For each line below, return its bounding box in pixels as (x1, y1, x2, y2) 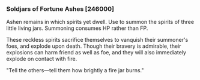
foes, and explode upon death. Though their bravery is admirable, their (6, 42, 181, 50)
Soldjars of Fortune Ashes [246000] (6, 5, 114, 13)
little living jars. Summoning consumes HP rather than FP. (6, 24, 148, 32)
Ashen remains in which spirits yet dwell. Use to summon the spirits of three (6, 19, 194, 26)
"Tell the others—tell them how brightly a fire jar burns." (6, 67, 144, 74)
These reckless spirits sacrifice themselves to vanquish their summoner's (6, 36, 189, 44)
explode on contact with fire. (6, 56, 77, 63)
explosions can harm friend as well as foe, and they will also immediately (6, 49, 186, 56)
